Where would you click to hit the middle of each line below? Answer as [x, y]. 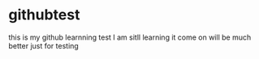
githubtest [44, 15]
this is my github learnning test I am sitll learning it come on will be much [130, 37]
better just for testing [43, 45]
